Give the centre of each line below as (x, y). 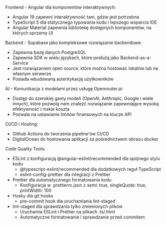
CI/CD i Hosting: (22, 124)
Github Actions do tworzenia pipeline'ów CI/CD (61, 134)
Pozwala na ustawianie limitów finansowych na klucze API (72, 114)
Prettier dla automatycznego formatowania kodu (62, 180)
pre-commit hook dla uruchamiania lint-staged (68, 201)
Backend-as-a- (136, 58)
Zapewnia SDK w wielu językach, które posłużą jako (66, 58)
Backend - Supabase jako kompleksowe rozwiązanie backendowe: (74, 43)
